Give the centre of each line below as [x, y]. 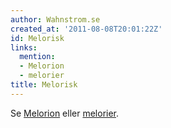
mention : [37, 57]
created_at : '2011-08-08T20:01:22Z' [86, 29]
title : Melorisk [44, 85]
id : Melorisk [37, 38]
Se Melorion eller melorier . [65, 113]
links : [24, 47]
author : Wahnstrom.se [55, 19]
